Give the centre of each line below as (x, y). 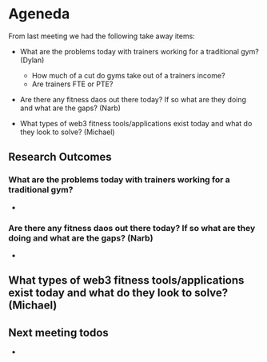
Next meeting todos (59, 332)
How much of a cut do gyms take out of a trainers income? (128, 75)
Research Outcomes (60, 157)
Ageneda (39, 14)
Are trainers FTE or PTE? (72, 84)
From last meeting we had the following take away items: (102, 36)
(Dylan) (32, 60)
